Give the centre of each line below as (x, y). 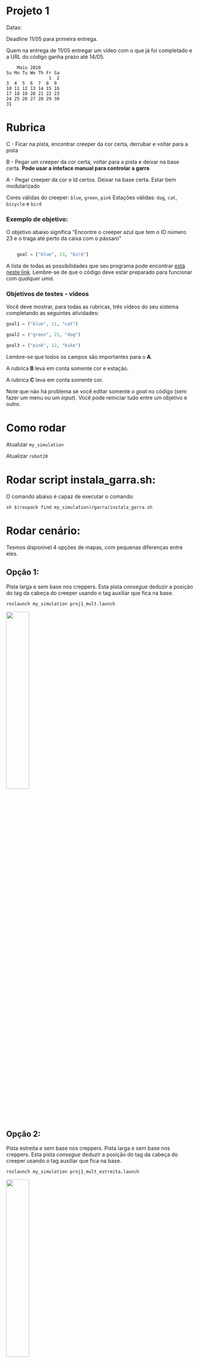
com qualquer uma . (30, 279)
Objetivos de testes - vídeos (48, 294)
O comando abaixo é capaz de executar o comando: (70, 496)
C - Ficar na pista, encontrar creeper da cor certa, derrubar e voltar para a (97, 144)
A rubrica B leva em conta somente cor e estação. (67, 368)
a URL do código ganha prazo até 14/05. (56, 56)
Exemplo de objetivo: (37, 219)
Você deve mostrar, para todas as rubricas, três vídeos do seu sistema (92, 307)
